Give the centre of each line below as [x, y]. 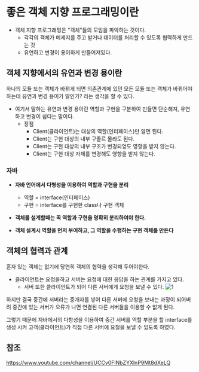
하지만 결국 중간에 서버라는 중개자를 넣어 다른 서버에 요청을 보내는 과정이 [91, 299]
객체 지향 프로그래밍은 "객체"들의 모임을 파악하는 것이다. [80, 30]
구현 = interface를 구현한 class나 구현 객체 [74, 205]
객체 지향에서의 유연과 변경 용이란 [64, 73]
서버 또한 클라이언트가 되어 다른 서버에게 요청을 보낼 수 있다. [94, 286]
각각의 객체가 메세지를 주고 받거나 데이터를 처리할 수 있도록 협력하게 [103, 37]
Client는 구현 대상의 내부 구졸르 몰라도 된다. [84, 139]
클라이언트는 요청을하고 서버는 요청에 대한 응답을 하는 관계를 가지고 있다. [99, 279]
